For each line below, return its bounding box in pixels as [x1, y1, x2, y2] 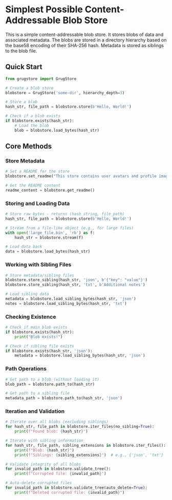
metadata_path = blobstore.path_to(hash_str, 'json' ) [5, 395, 123, 401]
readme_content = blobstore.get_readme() [5, 187, 95, 193]
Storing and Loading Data [5, 200, 70, 207]
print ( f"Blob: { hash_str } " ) [14, 447, 74, 453]
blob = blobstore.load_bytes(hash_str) [14, 128, 100, 133]
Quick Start [5, 62, 42, 71]
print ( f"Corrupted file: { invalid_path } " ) [14, 471, 106, 476]
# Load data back [5, 244, 42, 249]
